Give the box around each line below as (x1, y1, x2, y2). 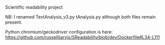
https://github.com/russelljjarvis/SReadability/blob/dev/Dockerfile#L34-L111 (5, 34, 160, 40)
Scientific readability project (5, 4, 63, 10)
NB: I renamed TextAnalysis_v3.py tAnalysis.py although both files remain (5, 14, 156, 19)
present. (5, 19, 22, 25)
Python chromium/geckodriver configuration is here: (5, 29, 113, 34)
